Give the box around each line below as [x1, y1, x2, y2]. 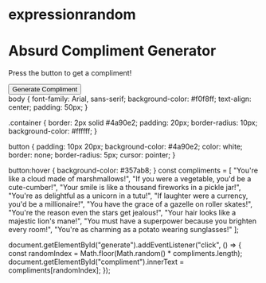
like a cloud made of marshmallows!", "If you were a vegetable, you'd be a [8, 174, 252, 184]
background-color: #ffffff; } [8, 126, 98, 136]
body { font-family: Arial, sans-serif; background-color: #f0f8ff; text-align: [8, 94, 252, 104]
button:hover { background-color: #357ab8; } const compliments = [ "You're [8, 165, 259, 176]
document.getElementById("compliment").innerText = [8, 257, 185, 267]
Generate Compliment [12, 85, 78, 94]
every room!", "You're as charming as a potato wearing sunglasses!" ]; [8, 225, 239, 235]
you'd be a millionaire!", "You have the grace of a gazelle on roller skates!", [8, 200, 253, 209]
